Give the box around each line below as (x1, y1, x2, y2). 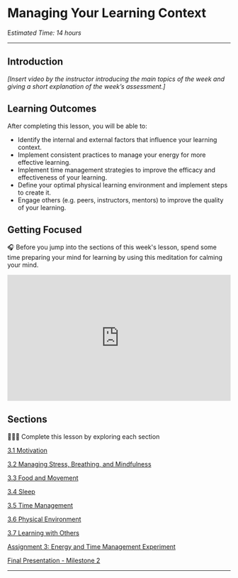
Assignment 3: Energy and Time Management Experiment (7, 542, 176, 551)
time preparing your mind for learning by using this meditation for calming (7, 253, 223, 262)
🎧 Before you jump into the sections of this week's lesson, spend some (7, 243, 217, 251)
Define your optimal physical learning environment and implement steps (17, 180, 228, 189)
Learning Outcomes (7, 103, 97, 115)
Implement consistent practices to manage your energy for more (17, 151, 207, 159)
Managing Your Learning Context (7, 5, 207, 21)
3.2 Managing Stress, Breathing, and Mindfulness (7, 459, 152, 468)
